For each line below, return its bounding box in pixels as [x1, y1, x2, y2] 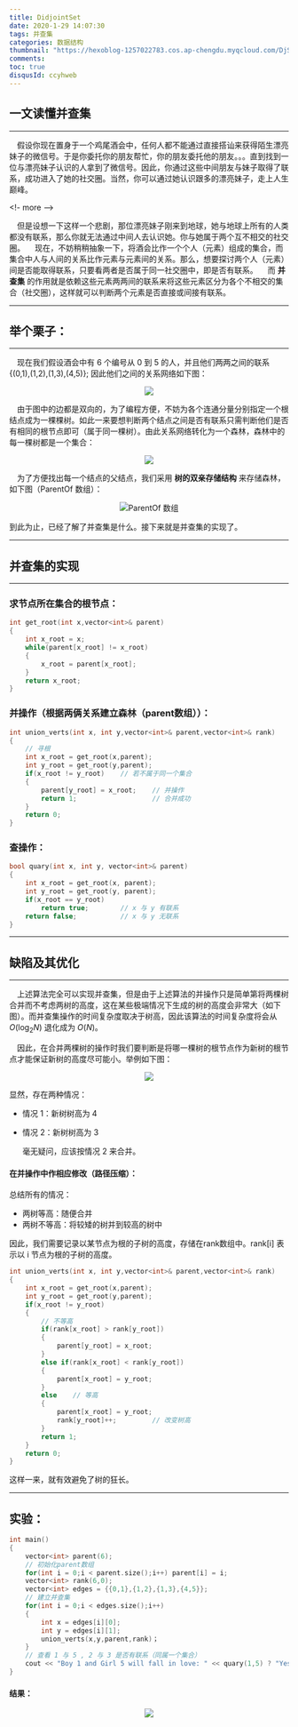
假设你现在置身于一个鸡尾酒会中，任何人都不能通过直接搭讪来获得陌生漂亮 [17, 140, 289, 150]
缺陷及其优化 [9, 955, 80, 970]
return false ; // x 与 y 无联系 [25, 912, 179, 921]
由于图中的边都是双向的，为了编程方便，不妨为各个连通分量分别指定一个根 [17, 404, 289, 414]
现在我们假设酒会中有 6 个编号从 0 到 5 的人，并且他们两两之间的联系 [17, 357, 271, 368]
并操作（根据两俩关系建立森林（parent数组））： [9, 708, 211, 720]
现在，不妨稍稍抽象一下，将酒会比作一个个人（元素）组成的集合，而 [34, 242, 284, 253]
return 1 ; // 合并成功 [41, 794, 191, 803]
